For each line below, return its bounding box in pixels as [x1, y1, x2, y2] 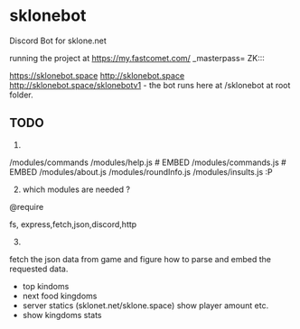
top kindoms [22, 280, 70, 291]
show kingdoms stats [22, 309, 102, 320]
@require [9, 201, 44, 212]
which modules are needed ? [22, 184, 131, 195]
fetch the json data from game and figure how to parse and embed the [9, 253, 271, 264]
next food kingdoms [22, 290, 98, 301]
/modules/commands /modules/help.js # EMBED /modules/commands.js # [9, 157, 286, 168]
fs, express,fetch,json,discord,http [9, 218, 137, 230]
